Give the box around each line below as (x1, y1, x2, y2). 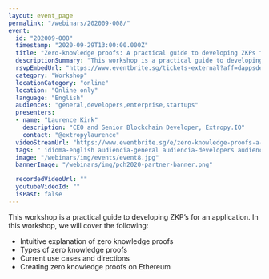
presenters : (15, 109, 56, 117)
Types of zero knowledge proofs (19, 245, 128, 254)
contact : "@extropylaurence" (22, 131, 120, 139)
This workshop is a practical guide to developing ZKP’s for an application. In (8, 212, 259, 221)
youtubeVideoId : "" (15, 183, 81, 191)
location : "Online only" (15, 86, 98, 95)
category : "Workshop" (15, 71, 88, 79)
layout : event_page (8, 11, 74, 20)
